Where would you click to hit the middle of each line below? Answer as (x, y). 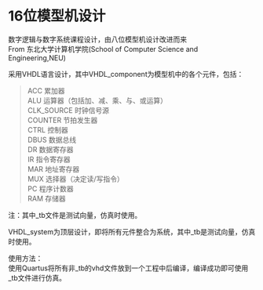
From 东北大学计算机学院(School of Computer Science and (103, 49)
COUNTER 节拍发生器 (62, 120)
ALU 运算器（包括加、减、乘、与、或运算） (97, 100)
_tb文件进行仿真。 (37, 277)
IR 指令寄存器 (49, 159)
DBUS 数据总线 (52, 140)
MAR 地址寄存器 (53, 169)
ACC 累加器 (46, 90)
